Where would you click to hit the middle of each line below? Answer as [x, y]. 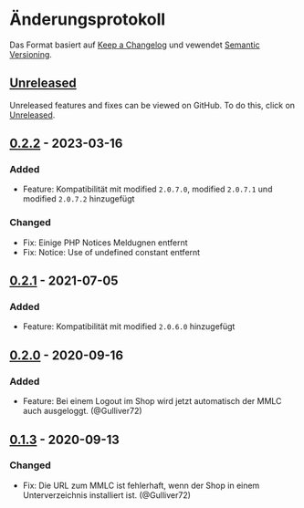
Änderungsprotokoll [88, 20]
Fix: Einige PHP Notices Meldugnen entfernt [105, 243]
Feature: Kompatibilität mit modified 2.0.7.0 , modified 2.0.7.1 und [147, 189]
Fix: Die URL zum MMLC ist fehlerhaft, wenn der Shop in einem [141, 485]
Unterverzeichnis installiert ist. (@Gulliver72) [107, 495]
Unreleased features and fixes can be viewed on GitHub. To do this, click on [152, 105]
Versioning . [31, 54]
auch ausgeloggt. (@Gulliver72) [83, 411]
